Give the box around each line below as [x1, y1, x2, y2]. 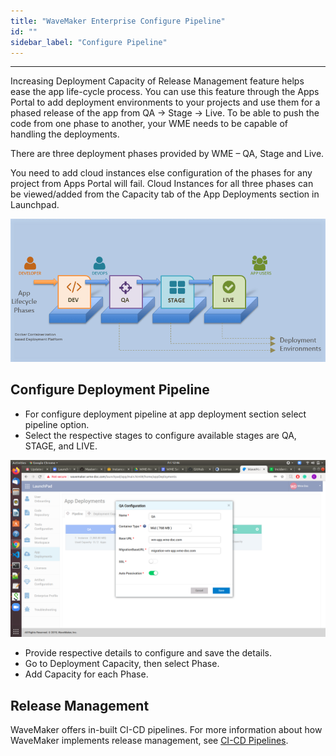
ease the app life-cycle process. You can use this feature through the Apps [10, 86, 320, 98]
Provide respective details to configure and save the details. [24, 647, 272, 659]
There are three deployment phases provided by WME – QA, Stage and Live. [10, 148, 325, 160]
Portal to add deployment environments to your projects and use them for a [10, 96, 321, 109]
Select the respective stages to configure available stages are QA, [24, 429, 297, 441]
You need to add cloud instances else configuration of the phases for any [10, 167, 313, 179]
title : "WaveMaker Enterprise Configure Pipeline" [10, 16, 226, 26]
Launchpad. [10, 199, 60, 211]
